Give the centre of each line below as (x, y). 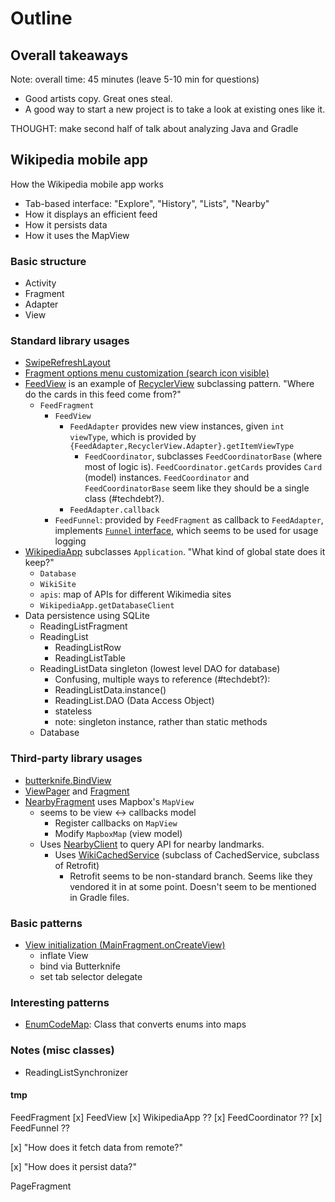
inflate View (64, 955)
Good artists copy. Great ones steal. (98, 98)
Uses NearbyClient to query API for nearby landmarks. (152, 844)
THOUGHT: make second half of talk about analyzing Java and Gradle (154, 128)
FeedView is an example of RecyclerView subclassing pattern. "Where (169, 384)
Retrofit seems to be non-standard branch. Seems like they (191, 876)
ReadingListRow (88, 648)
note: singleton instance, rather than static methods (161, 722)
